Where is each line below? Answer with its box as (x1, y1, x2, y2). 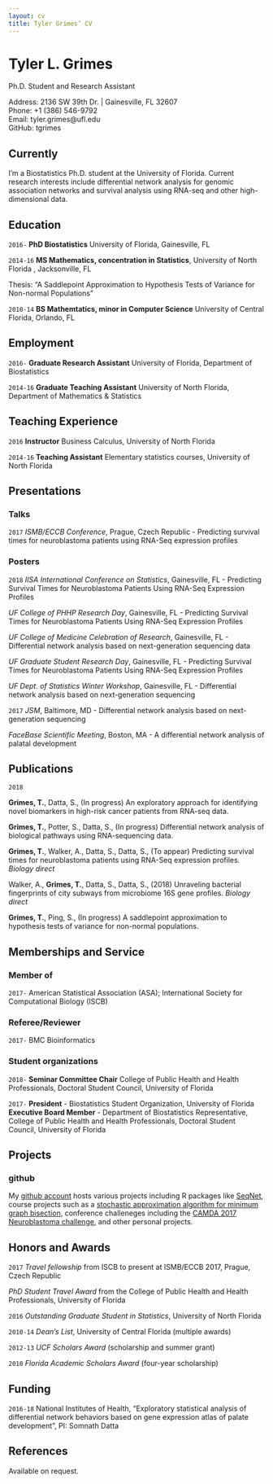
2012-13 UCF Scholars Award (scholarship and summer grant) (8, 1342, 215, 1352)
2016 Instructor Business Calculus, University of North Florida (8, 436, 215, 446)
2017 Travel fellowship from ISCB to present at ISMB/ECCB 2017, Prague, (8, 1263, 251, 1272)
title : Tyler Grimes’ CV (8, 20, 93, 28)
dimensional (8, 195, 50, 204)
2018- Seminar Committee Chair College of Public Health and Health (8, 1074, 240, 1083)
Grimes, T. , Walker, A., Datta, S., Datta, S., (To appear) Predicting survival (8, 847, 254, 856)
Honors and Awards (8, 1241, 111, 1254)
